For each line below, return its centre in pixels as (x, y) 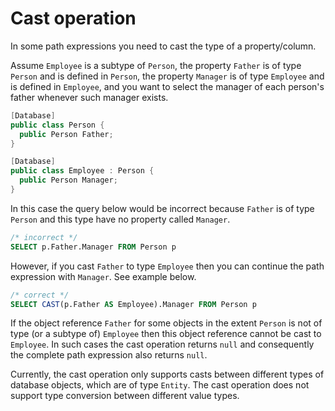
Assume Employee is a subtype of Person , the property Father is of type (156, 65)
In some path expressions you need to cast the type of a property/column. (163, 46)
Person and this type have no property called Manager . (120, 219)
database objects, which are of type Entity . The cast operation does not (160, 385)
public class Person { (57, 125)
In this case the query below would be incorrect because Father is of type (162, 208)
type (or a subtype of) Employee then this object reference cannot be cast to (166, 334)
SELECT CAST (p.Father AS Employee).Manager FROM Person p (133, 304)
